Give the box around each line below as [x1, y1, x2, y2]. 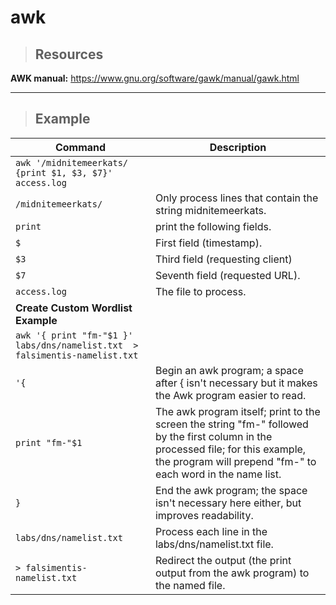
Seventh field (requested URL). [154, 268, 301, 282]
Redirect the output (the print [154, 553, 292, 567]
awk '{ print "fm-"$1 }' [15, 329, 134, 341]
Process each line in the [154, 524, 268, 538]
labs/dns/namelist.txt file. [154, 537, 274, 551]
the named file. [154, 578, 226, 592]
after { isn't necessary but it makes [154, 376, 318, 390]
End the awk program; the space [154, 483, 308, 497]
